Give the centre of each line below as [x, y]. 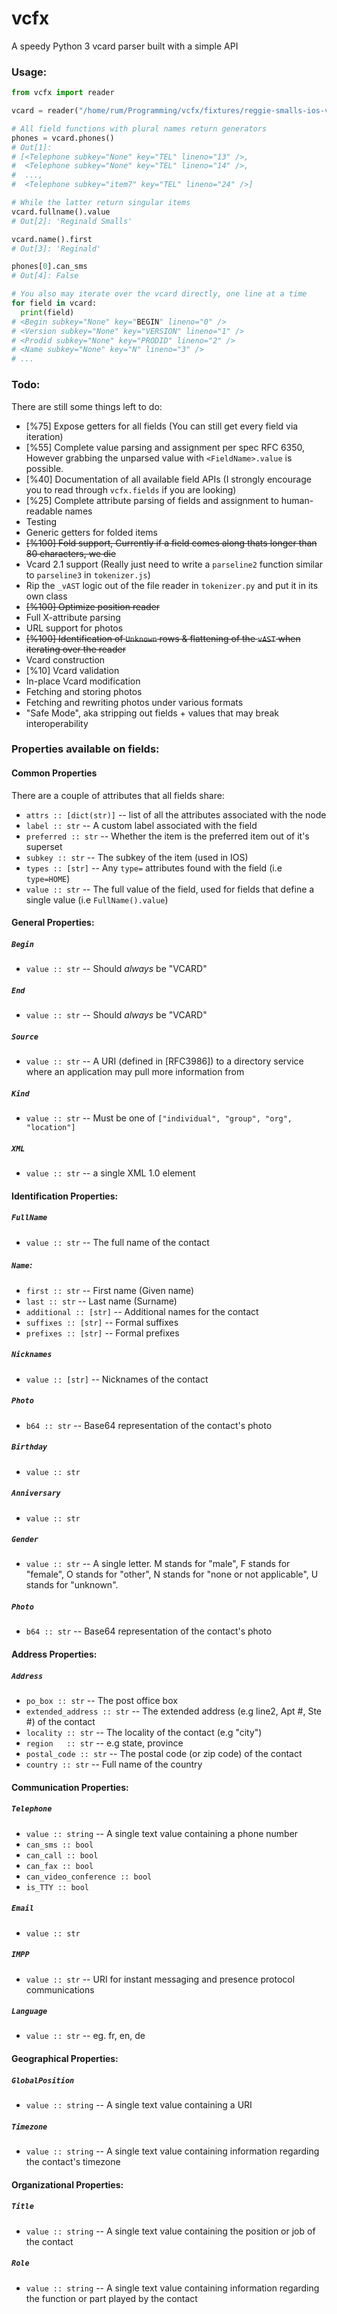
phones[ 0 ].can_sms [49, 267]
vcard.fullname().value [61, 212]
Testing [41, 521]
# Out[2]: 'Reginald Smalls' [72, 221]
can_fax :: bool [59, 1866]
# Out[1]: [32, 147]
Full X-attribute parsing [73, 617]
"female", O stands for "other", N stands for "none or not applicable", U [172, 1574]
